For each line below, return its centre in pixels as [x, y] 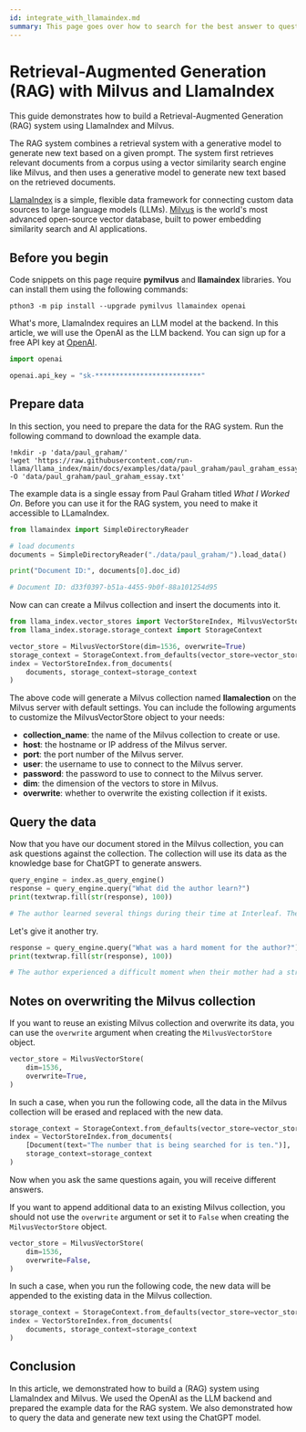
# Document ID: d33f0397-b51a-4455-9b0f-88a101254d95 [114, 588]
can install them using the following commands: [99, 289]
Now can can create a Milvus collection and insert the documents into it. [145, 605]
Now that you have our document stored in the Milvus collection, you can [147, 844]
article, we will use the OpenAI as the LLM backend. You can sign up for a [148, 333]
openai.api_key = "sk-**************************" [107, 376]
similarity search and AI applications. [78, 229]
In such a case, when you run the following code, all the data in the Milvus [148, 1102]
